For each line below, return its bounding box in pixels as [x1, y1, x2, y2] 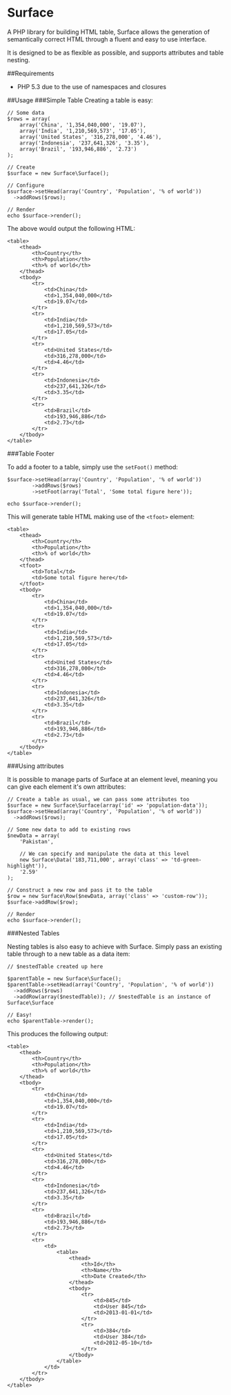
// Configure [7, 182, 45, 189]
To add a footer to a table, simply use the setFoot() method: [7, 462, 178, 471]
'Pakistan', [19, 838, 54, 845]
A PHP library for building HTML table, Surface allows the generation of [7, 28, 210, 36]
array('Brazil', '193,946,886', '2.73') [19, 145, 137, 153]
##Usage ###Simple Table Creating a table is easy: [7, 95, 154, 104]
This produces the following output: [7, 1029, 108, 1038]
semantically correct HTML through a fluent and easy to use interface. [7, 35, 207, 43]
